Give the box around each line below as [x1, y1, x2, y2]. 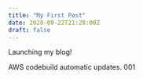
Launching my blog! [8, 48, 72, 57]
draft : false [8, 26, 51, 34]
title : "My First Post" [8, 11, 86, 20]
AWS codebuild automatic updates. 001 [8, 63, 136, 72]
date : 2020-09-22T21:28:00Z [8, 19, 101, 27]
